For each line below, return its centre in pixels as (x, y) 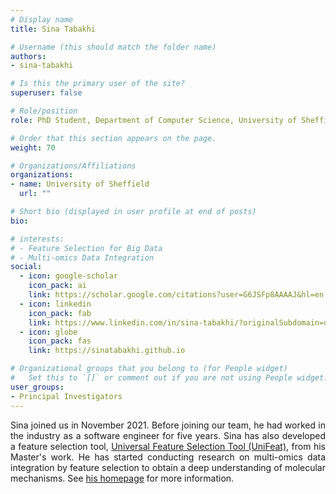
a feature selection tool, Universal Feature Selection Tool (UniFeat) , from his (168, 446)
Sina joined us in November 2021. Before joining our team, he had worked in (168, 425)
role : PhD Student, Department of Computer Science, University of (154, 120)
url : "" (35, 194)
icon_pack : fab (60, 313)
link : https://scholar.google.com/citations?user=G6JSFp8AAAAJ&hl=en (176, 295)
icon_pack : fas (60, 341)
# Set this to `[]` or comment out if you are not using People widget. (169, 378)
